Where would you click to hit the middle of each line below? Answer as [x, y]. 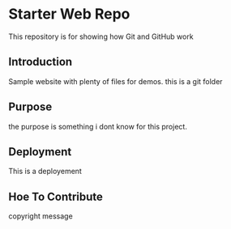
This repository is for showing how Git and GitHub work [101, 36]
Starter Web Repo [69, 14]
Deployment [40, 152]
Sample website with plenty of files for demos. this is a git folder [115, 81]
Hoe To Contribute [56, 196]
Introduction [41, 62]
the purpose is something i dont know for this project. [98, 126]
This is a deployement [45, 172]
